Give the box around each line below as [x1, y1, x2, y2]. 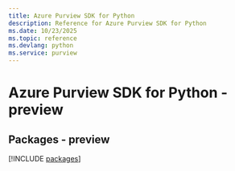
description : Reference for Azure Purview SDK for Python [8, 19, 207, 27]
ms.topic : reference [8, 34, 78, 43]
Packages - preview [8, 132, 110, 146]
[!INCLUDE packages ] [8, 154, 81, 163]
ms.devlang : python [8, 42, 74, 50]
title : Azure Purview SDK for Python [8, 11, 135, 20]
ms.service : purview [8, 49, 78, 57]
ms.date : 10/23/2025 [8, 26, 78, 35]
